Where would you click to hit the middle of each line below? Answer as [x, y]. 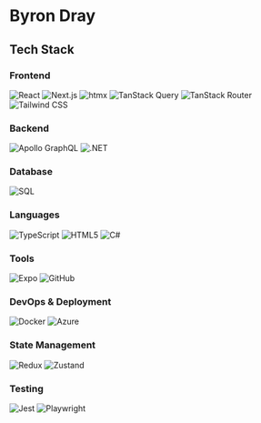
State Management [53, 345]
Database [31, 172]
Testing [26, 388]
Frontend [30, 76]
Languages [35, 215]
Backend [30, 128]
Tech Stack [42, 50]
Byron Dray [53, 16]
